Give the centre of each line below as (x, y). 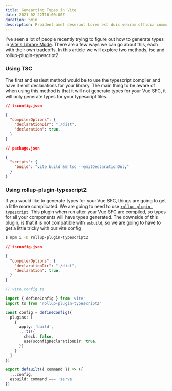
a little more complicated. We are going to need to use (62, 207)
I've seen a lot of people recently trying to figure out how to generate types (84, 39)
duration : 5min (21, 20)
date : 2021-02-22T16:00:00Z (35, 15)
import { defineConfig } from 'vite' (46, 299)
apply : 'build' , (36, 327)
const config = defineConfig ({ (39, 312)
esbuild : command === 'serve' (42, 379)
